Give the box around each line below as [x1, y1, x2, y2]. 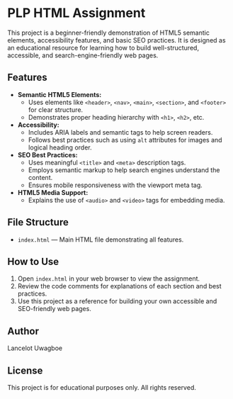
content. [28, 173, 53, 181]
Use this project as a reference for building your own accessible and [17, 297, 217, 305]
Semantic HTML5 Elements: [17, 90, 102, 99]
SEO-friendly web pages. [17, 305, 92, 313]
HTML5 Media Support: [17, 188, 89, 196]
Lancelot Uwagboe [7, 344, 62, 352]
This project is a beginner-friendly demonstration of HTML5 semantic [7, 28, 210, 37]
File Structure [7, 216, 69, 228]
